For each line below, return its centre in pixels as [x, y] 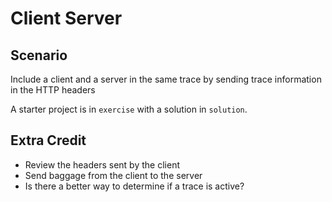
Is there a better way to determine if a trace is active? [134, 186]
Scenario [39, 55]
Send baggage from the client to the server [113, 175]
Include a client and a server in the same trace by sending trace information [166, 79]
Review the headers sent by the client [102, 164]
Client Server [66, 18]
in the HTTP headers [53, 90]
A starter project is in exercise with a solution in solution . [129, 109]
